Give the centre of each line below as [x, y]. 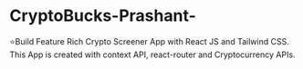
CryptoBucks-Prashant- [103, 16]
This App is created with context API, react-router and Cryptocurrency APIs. [152, 54]
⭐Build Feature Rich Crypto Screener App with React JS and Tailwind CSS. [149, 41]
